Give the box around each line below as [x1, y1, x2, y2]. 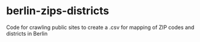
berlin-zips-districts [6, 4, 110, 18]
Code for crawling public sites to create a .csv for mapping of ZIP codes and [6, 24, 195, 31]
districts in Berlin [6, 30, 48, 37]
